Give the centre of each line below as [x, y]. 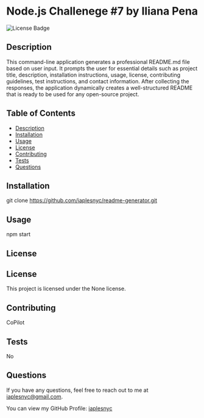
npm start [19, 234]
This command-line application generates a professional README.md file [98, 61]
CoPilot [16, 322]
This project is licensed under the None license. [66, 289]
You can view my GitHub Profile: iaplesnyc [59, 408]
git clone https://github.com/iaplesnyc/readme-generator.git [82, 200]
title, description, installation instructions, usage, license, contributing [93, 75]
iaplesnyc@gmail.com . [35, 396]
